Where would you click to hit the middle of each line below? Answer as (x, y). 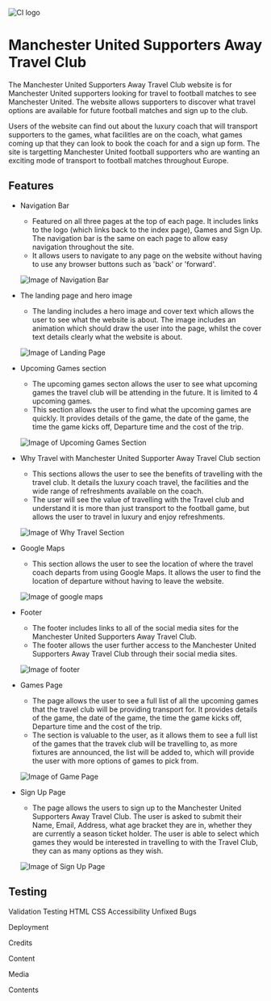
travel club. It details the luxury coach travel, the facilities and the (140, 482)
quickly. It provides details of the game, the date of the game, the (140, 418)
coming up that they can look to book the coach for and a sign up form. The (134, 143)
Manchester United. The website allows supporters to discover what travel (132, 102)
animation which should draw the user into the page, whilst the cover (147, 328)
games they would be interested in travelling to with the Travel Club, (145, 842)
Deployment (29, 927)
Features (31, 186)
